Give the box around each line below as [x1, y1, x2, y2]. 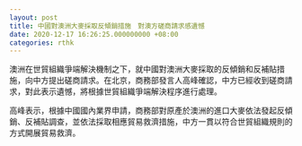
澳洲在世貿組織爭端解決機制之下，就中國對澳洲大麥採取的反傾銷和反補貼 [9, 64, 277, 74]
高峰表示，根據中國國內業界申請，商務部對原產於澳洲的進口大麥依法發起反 [9, 105, 285, 116]
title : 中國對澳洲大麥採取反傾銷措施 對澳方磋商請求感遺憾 [9, 21, 205, 30]
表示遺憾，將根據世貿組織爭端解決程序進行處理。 [40, 86, 222, 97]
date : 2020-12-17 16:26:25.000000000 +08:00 [9, 30, 179, 39]
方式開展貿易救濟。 [9, 127, 81, 139]
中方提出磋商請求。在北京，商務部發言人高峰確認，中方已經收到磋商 [32, 75, 285, 86]
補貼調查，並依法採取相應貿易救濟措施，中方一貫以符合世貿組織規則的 [32, 116, 293, 127]
